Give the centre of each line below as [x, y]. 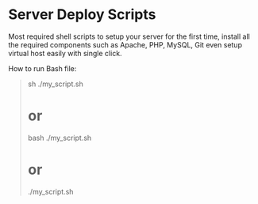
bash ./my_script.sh [60, 138]
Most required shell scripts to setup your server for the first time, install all [129, 36]
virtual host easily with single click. [65, 53]
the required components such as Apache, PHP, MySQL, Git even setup [125, 44]
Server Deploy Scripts [82, 15]
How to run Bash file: [42, 68]
